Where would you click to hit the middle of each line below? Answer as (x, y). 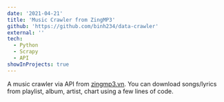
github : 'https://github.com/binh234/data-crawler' (83, 26)
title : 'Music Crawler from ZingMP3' (61, 20)
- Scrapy (26, 52)
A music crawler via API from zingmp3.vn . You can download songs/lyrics (112, 84)
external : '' (26, 33)
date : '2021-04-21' (35, 13)
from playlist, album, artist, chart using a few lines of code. (90, 91)
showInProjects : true (38, 64)
